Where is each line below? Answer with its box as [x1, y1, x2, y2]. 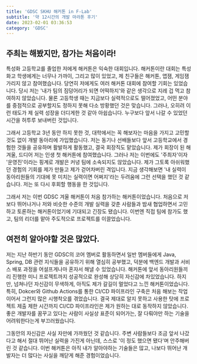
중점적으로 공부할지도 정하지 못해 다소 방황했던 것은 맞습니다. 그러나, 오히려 [12, 102, 185, 109]
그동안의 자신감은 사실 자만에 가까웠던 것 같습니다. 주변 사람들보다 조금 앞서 [6, 329, 179, 336]
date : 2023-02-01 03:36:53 [6, 19, 72, 25]
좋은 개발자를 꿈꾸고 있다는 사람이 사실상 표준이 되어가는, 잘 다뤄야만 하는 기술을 [6, 310, 190, 317]
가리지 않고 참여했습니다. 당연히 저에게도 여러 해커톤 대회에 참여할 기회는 [6, 80, 172, 87]
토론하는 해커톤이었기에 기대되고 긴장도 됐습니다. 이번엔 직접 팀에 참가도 [16, 208, 182, 215]
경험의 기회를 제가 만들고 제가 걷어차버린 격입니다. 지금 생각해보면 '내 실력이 [12, 166, 186, 173]
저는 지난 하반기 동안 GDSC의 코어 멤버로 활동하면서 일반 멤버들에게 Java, [6, 251, 176, 258]
